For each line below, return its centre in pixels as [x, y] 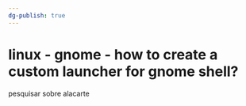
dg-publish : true [37, 15]
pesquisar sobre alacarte [49, 93]
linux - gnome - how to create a [113, 54]
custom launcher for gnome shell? [123, 71]
